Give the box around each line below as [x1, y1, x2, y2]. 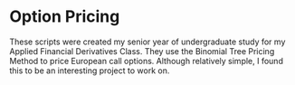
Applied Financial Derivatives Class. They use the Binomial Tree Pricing [9, 45, 275, 56]
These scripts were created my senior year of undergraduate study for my [9, 36, 286, 47]
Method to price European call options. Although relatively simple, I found [9, 55, 283, 66]
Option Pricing [9, 6, 120, 27]
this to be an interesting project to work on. [9, 65, 170, 76]
